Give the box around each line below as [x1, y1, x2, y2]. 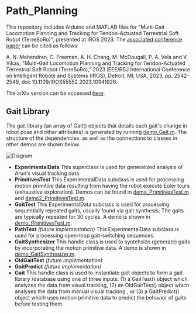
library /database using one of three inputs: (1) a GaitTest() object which [14, 275, 188, 282]
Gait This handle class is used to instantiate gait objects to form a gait [14, 269, 183, 276]
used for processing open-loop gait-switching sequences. [14, 232, 155, 239]
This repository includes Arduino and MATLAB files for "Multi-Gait [6, 23, 165, 30]
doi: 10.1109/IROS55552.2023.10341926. [21, 78, 118, 85]
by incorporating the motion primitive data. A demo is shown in [14, 244, 166, 251]
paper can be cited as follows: [6, 42, 79, 49]
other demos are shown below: [6, 140, 81, 147]
